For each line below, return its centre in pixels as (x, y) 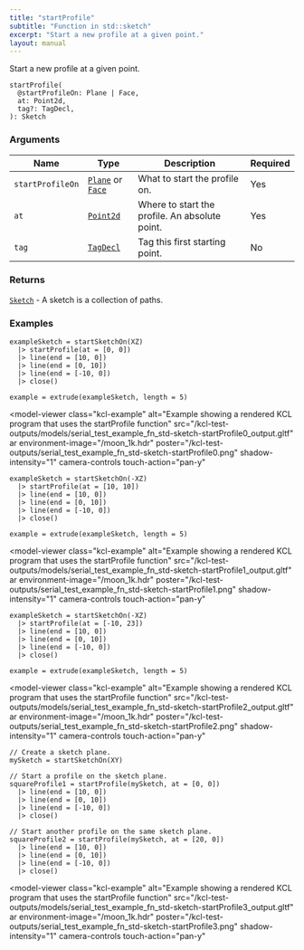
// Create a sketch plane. (60, 753)
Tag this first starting (182, 242)
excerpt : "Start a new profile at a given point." (107, 34)
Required (270, 163)
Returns (27, 280)
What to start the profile (189, 178)
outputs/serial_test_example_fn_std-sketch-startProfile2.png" (123, 727)
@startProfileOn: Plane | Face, (79, 93)
